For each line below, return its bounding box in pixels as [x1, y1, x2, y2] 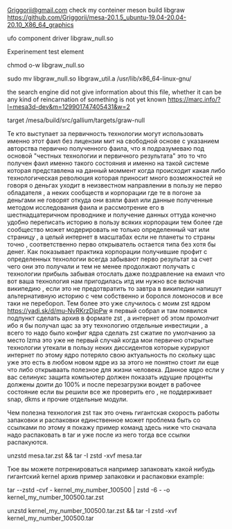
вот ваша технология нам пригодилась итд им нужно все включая [7, 277, 204, 285]
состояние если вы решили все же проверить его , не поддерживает [7, 388, 213, 396]
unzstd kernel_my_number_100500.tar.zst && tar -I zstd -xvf [7, 507, 178, 514]
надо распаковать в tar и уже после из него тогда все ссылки [7, 430, 190, 439]
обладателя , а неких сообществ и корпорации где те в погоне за [7, 189, 202, 196]
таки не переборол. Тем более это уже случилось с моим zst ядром [7, 299, 211, 308]
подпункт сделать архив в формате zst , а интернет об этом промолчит [7, 314, 220, 322]
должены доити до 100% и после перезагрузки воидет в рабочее [7, 380, 202, 388]
